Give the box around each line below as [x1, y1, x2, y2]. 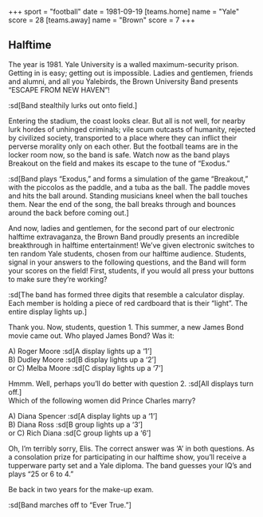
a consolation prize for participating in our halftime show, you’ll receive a [8, 451, 247, 462]
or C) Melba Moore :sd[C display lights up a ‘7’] [8, 363, 163, 372]
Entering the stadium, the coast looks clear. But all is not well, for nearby [8, 116, 245, 125]
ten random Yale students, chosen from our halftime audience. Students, [8, 249, 247, 258]
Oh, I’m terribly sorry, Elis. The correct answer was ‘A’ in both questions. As [8, 443, 255, 453]
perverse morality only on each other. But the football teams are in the [8, 141, 238, 151]
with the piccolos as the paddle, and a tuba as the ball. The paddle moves [8, 182, 250, 192]
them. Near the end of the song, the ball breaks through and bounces [8, 199, 237, 209]
